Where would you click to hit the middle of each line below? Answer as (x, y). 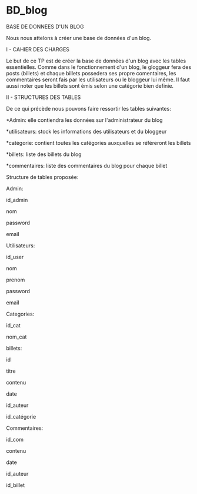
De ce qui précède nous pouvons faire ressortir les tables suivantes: (89, 108)
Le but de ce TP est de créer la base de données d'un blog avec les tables (96, 61)
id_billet (16, 485)
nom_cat (16, 337)
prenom (16, 280)
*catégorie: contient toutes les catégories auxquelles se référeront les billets (98, 142)
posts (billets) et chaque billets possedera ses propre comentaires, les (91, 73)
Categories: (20, 314)
